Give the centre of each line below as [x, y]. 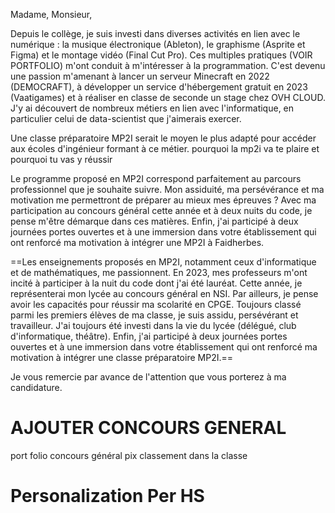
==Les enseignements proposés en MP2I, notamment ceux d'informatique [163, 262]
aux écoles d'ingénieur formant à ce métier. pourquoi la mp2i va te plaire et [165, 148]
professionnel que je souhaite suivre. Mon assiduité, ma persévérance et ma [167, 189]
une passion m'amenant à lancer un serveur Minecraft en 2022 [140, 76]
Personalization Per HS [107, 496]
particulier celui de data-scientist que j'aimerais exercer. [126, 118]
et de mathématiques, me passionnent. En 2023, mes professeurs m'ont [159, 272]
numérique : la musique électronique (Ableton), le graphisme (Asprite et [158, 44]
